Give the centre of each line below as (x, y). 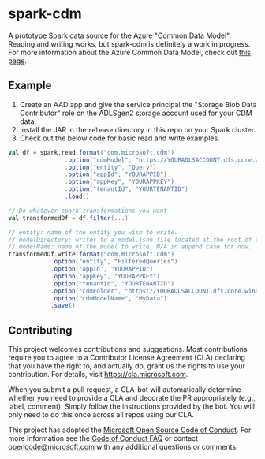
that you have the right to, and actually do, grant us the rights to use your (127, 366)
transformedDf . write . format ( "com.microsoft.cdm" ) (91, 254)
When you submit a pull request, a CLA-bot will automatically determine (125, 390)
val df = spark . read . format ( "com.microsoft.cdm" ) (91, 152)
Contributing (40, 330)
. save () (63, 306)
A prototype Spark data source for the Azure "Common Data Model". (119, 35)
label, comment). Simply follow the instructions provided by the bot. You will (131, 406)
